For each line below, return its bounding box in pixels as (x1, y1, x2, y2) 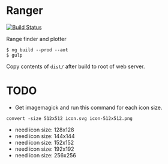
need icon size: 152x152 (14, 139, 74, 146)
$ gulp (6, 52, 23, 58)
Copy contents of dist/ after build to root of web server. (6, 63, 145, 70)
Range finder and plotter (6, 35, 67, 42)
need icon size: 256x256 (14, 151, 77, 159)
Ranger (6, 4, 43, 17)
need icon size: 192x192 (14, 145, 74, 153)
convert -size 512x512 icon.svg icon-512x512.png (6, 115, 133, 121)
